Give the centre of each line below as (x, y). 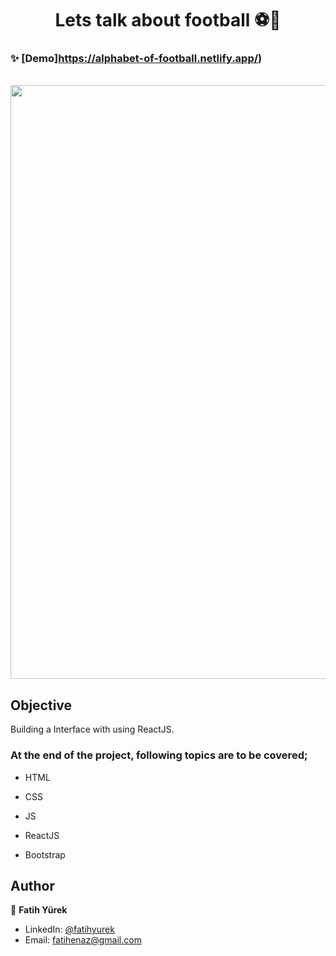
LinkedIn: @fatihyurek (69, 929)
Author (32, 885)
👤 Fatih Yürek (39, 910)
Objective (41, 705)
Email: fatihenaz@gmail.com (83, 940)
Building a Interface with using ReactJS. (92, 729)
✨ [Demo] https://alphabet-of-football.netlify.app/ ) (136, 59)
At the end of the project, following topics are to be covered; (159, 755)
